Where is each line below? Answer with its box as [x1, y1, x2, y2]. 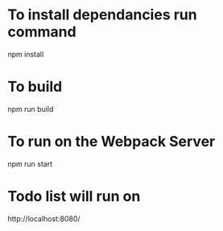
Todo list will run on [7, 188, 141, 205]
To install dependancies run [7, 6, 198, 24]
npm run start [7, 159, 53, 168]
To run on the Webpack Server [7, 133, 216, 151]
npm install [7, 49, 44, 59]
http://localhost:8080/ [7, 213, 81, 223]
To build [7, 78, 63, 96]
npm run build [7, 104, 54, 113]
